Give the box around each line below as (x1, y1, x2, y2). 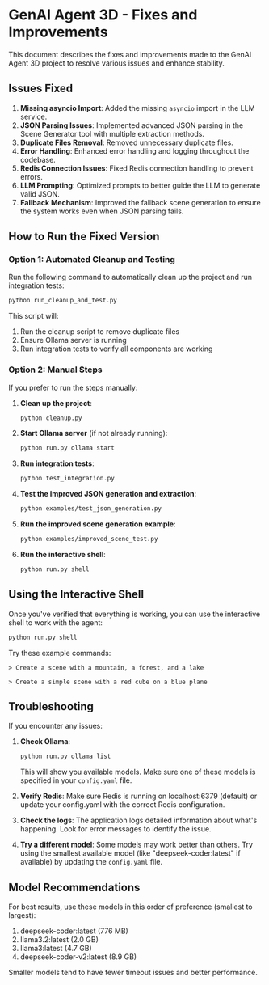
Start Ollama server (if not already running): (19, 429, 168, 438)
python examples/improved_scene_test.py (19, 535, 158, 543)
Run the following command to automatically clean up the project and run (8, 273, 253, 282)
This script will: (8, 311, 59, 321)
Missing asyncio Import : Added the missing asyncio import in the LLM (19, 103, 256, 112)
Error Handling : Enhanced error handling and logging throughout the (19, 146, 250, 155)
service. (19, 112, 48, 121)
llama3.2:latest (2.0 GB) (19, 935, 99, 945)
